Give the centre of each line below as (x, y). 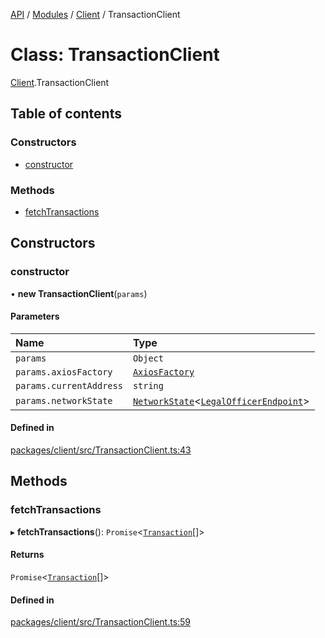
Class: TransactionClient (115, 55)
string (148, 385)
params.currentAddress (69, 385)
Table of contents (66, 114)
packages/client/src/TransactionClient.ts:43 (101, 450)
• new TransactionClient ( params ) (79, 293)
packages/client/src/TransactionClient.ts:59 (101, 622)
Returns (27, 555)
